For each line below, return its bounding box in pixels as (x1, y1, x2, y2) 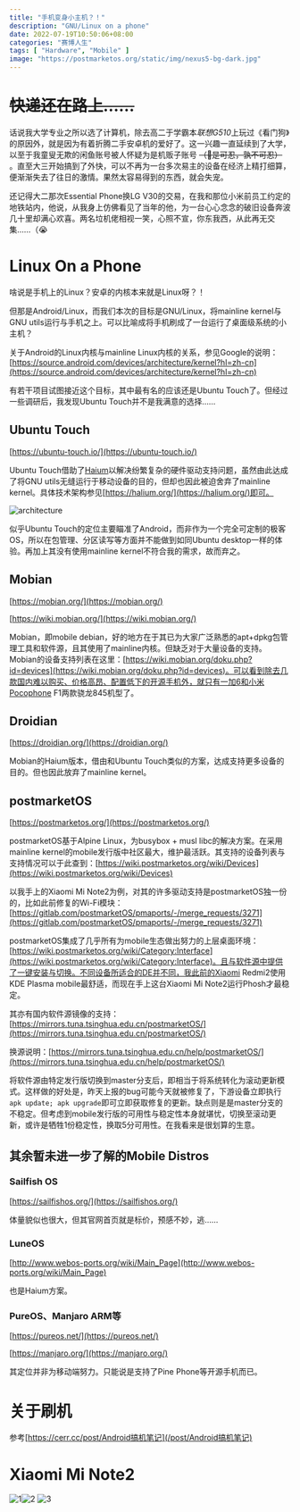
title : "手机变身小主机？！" (9, 13, 105, 22)
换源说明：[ (9, 1047, 52, 1057)
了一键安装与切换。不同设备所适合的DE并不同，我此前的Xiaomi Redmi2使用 (9, 967, 287, 978)
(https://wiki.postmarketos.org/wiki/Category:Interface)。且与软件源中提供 (9, 956, 284, 967)
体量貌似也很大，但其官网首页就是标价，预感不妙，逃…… (9, 1214, 219, 1224)
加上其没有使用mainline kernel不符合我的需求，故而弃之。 (32, 546, 246, 556)
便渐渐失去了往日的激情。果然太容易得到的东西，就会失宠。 (9, 171, 229, 182)
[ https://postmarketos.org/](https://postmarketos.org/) (9, 817, 210, 828)
